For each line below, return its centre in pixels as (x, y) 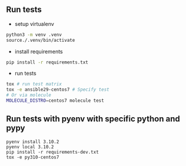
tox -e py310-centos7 (33, 157)
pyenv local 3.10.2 (30, 147)
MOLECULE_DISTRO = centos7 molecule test (55, 101)
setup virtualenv (34, 24)
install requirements (39, 51)
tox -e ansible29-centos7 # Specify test (58, 90)
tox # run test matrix (34, 84)
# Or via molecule (29, 95)
